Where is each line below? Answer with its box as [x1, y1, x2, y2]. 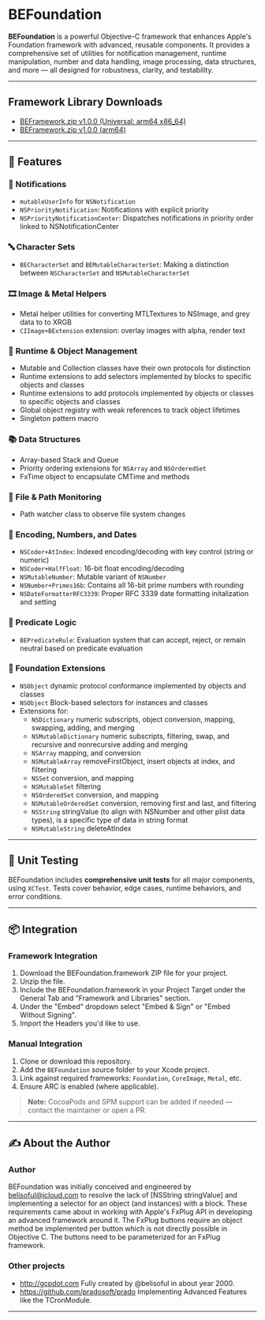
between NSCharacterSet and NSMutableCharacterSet [19, 268, 191, 277]
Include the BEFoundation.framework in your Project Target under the [19, 985, 246, 995]
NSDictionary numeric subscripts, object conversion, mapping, [31, 714, 235, 724]
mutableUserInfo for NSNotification [19, 197, 136, 206]
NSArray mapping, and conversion [31, 748, 141, 757]
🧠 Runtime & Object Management [8, 345, 138, 356]
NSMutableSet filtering [31, 782, 101, 791]
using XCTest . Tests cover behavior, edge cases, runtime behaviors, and [8, 883, 241, 893]
